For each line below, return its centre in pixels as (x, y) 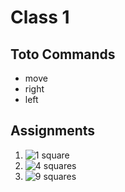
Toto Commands (63, 54)
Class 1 (40, 17)
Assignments (53, 131)
